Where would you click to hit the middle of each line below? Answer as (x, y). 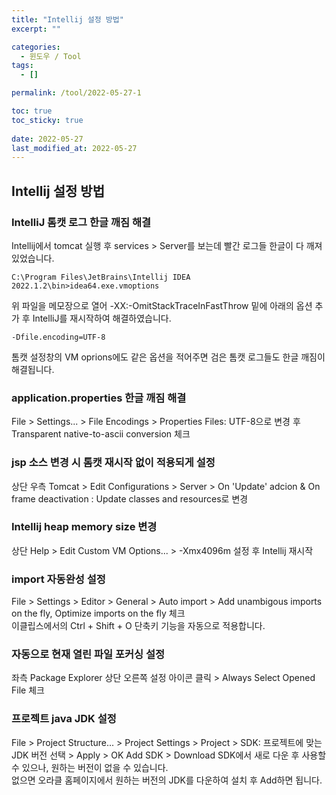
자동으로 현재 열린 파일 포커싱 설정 (88, 654)
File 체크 (28, 690)
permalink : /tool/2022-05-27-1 (76, 93)
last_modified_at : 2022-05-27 (74, 148)
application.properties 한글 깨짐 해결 (99, 398)
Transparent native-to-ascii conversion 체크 (101, 434)
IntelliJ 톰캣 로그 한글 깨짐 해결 (81, 222)
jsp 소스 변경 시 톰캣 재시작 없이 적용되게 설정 (113, 463)
